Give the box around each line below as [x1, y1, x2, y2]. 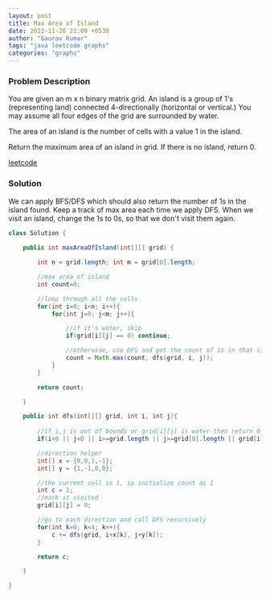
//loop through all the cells [37, 294, 138, 303]
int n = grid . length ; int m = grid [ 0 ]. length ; [37, 258, 196, 266]
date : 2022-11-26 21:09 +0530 [8, 27, 110, 35]
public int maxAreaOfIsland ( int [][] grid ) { [22, 244, 174, 252]
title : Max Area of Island [8, 19, 99, 27]
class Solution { [8, 229, 67, 237]
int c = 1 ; [37, 486, 74, 495]
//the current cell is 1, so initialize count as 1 [37, 479, 215, 487]
